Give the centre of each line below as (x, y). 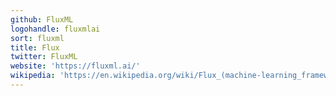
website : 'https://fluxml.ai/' (75, 66)
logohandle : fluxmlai (55, 29)
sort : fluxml (37, 38)
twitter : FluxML (44, 57)
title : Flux (35, 47)
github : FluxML (42, 19)
